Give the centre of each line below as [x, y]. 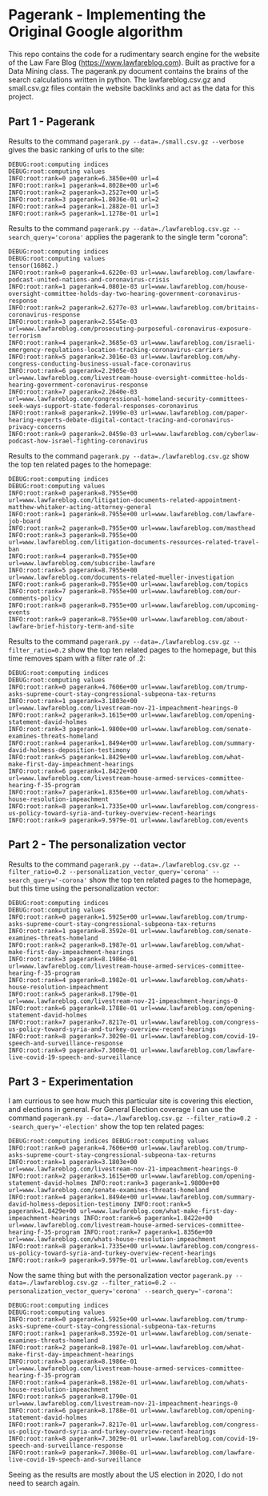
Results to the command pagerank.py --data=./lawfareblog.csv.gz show [129, 455]
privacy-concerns [37, 427]
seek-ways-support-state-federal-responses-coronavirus [103, 406]
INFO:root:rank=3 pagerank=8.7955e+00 [73, 535]
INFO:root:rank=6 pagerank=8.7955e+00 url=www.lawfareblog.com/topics [128, 584]
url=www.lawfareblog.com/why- [191, 357]
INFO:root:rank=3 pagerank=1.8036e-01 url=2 [84, 199]
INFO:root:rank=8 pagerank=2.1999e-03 [73, 413]
